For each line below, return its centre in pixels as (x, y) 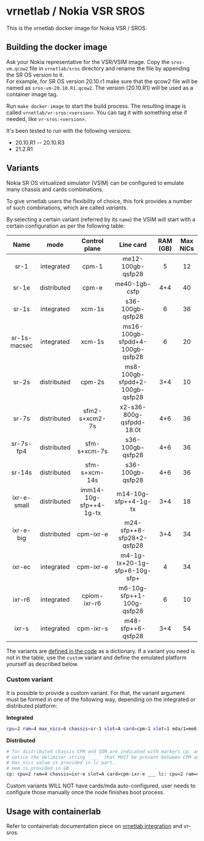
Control (93, 240)
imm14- (93, 490)
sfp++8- (133, 530)
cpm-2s (93, 382)
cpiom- (93, 596)
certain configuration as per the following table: (66, 226)
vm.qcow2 (17, 69)
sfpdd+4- (133, 341)
